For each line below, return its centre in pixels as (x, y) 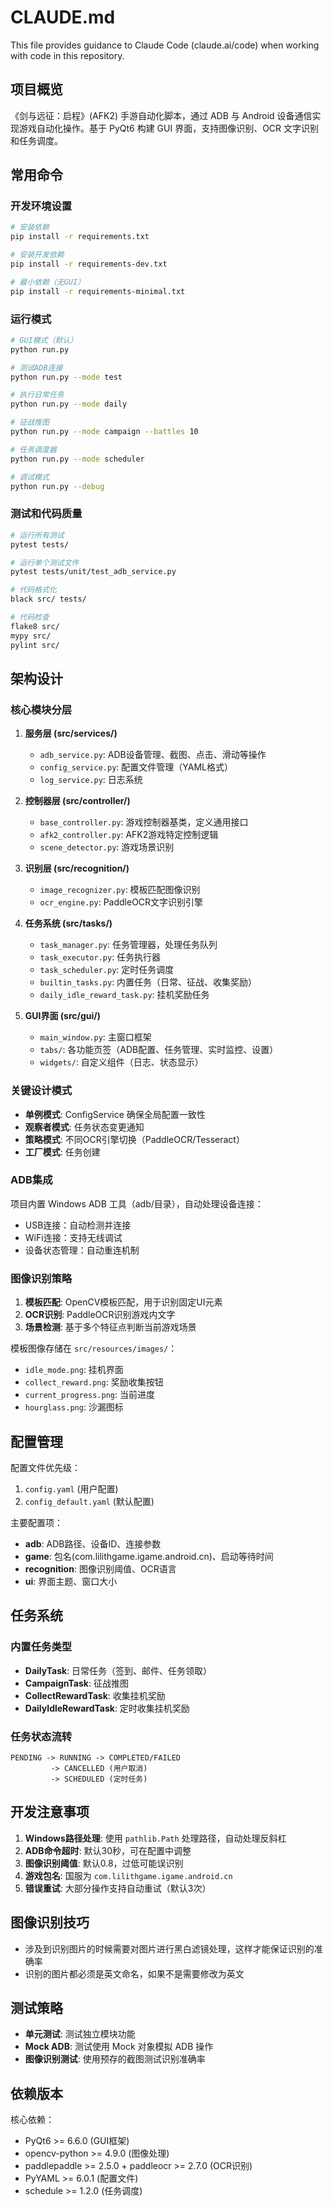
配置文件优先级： (45, 1467)
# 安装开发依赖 (37, 255)
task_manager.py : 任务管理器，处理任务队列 (128, 945)
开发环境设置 (41, 206)
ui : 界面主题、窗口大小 (71, 1581)
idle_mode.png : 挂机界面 (74, 1370)
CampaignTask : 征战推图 (76, 1683)
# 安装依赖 (30, 227)
